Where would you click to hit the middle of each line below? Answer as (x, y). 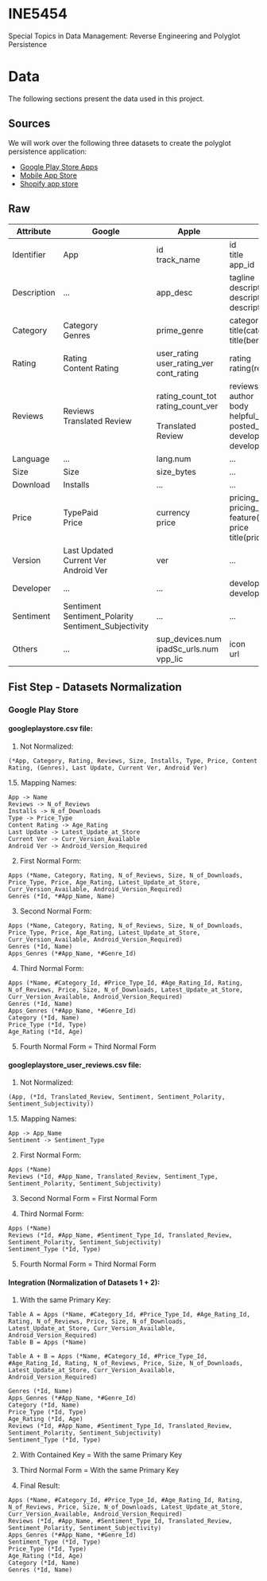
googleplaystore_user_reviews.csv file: (75, 1065)
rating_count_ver (187, 405)
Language (31, 459)
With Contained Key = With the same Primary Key (101, 1455)
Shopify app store (49, 183)
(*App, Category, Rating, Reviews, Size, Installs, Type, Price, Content (133, 761)
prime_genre (180, 330)
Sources (29, 124)
